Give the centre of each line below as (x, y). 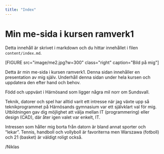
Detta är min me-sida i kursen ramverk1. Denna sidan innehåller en (73, 72)
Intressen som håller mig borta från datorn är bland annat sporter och (76, 126)
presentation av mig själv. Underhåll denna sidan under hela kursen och (78, 77)
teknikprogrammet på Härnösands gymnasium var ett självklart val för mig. (81, 107)
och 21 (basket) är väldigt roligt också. (44, 137)
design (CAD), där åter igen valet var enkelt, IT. (53, 117)
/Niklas (12, 147)
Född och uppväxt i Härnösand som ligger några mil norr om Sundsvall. (77, 92)
